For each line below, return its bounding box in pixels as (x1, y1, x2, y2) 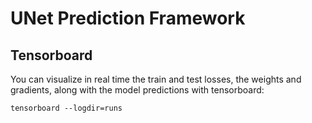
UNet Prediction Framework (10, 7, 246, 30)
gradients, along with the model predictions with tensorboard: (10, 84, 265, 96)
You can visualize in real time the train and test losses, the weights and (10, 73, 302, 85)
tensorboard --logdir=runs (10, 103, 123, 113)
